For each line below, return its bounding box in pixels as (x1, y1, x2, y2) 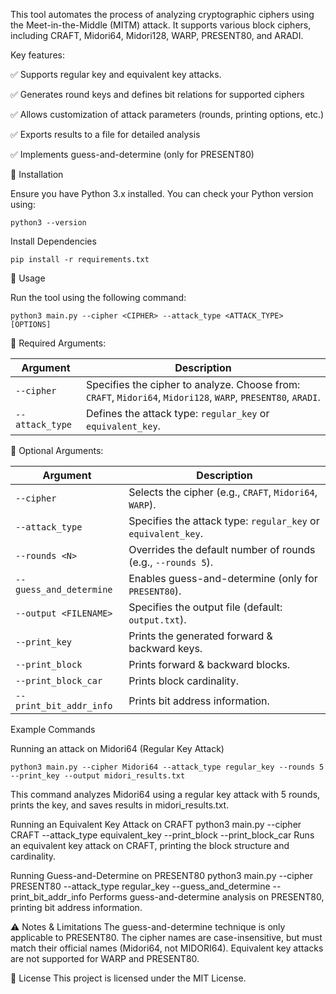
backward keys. (128, 642, 203, 655)
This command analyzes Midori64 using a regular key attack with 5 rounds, (10, 789, 321, 800)
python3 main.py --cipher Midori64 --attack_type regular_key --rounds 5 (10, 762, 325, 772)
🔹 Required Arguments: (10, 337, 107, 349)
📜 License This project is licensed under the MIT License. (10, 972, 247, 984)
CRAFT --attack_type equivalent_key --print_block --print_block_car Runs (10, 829, 315, 841)
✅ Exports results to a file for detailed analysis (10, 129, 201, 140)
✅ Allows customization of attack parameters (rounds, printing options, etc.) (10, 109, 325, 120)
